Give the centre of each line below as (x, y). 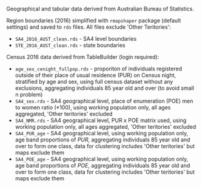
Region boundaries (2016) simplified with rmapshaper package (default (94, 20)
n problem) (29, 94)
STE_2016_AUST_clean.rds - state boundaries (70, 45)
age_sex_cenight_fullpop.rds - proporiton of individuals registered (98, 69)
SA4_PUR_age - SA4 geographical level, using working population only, (102, 133)
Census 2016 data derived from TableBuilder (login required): (83, 57)
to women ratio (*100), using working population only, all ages (93, 107)
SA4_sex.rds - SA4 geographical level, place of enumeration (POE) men (104, 101)
